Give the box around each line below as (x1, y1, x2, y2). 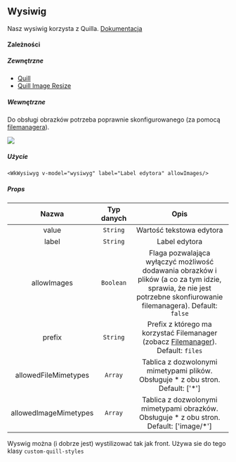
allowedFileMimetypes (15, 371, 90, 380)
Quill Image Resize (17, 82, 72, 90)
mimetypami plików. (146, 366, 213, 376)
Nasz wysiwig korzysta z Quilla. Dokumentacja (7, 24, 143, 32)
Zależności (7, 40, 41, 49)
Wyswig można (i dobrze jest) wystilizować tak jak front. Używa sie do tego (7, 439, 226, 448)
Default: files (157, 346, 203, 356)
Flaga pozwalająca (148, 248, 211, 258)
